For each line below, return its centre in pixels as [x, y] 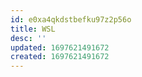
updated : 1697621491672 [60, 47]
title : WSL [33, 29]
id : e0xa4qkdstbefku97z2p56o [71, 19]
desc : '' [28, 38]
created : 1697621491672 [60, 57]
